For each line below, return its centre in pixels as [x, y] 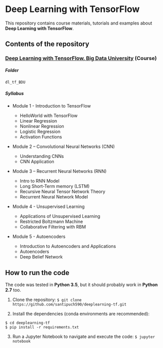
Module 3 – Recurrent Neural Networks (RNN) [59, 171]
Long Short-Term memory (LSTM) [55, 186]
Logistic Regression [40, 131]
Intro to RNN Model [40, 181]
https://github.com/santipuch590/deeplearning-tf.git [69, 304]
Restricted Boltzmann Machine [51, 221]
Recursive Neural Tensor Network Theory [63, 191]
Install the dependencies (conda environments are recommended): [81, 314]
